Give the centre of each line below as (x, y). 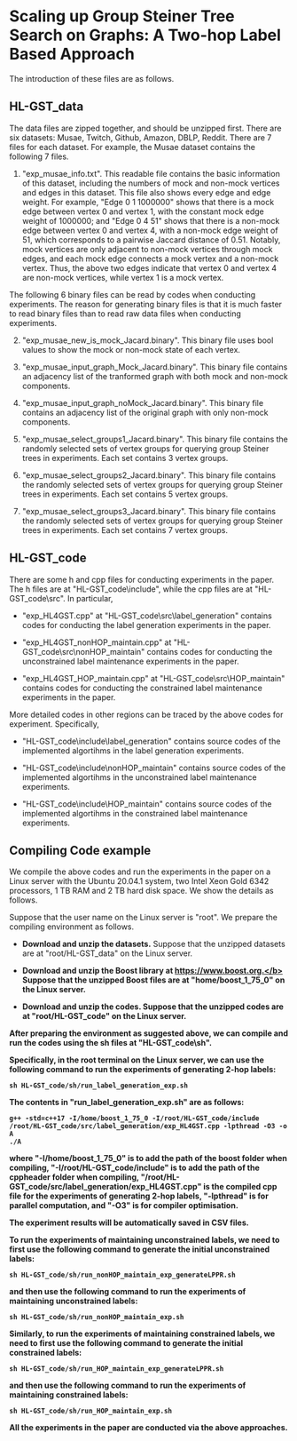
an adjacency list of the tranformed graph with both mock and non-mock (155, 376)
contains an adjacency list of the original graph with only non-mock (145, 412)
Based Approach (72, 54)
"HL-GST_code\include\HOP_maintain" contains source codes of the (147, 804)
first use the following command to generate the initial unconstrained (140, 1249)
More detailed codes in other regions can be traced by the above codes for (146, 714)
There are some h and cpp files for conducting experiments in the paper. (142, 579)
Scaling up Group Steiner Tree (122, 16)
